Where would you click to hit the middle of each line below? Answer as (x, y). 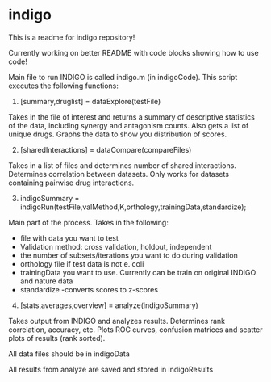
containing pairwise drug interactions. (71, 183)
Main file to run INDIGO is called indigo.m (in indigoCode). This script (123, 77)
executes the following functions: (64, 86)
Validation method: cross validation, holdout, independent (116, 246)
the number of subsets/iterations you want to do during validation (129, 255)
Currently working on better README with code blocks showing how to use (134, 52)
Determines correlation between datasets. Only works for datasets (119, 174)
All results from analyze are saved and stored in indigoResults (111, 369)
